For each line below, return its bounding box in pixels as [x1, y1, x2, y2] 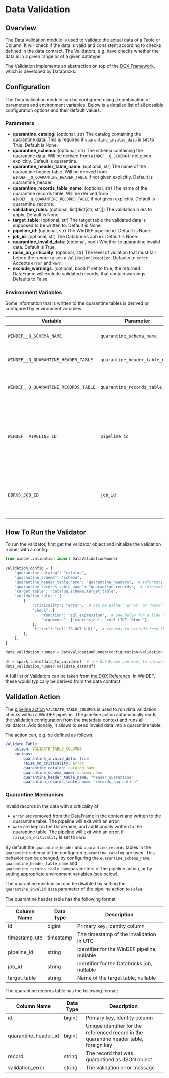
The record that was [85, 1050, 133, 1057]
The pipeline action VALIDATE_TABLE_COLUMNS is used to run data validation [5, 706, 157, 712]
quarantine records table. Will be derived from [12, 191, 108, 197]
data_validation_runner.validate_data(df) [5, 664, 96, 669]
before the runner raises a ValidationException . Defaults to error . [12, 255, 149, 261]
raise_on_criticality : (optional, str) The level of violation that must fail [12, 249, 156, 256]
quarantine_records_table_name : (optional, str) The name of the [12, 185, 148, 191]
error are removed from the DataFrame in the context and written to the [12, 813, 162, 819]
